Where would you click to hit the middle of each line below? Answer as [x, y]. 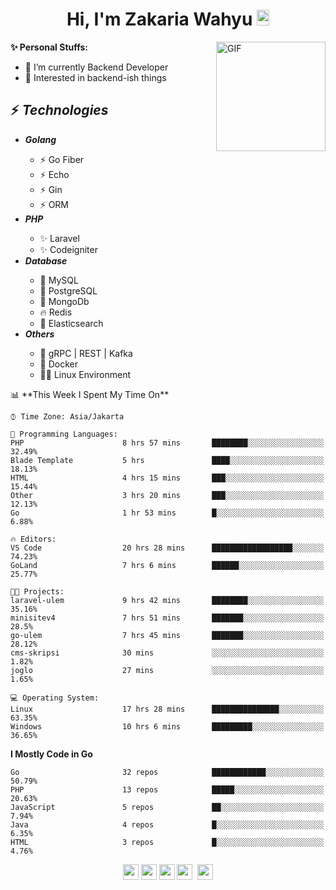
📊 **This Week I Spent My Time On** [90, 394]
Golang [40, 139]
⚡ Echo [54, 174]
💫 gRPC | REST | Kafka [86, 353]
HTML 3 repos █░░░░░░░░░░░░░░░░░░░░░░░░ [167, 842]
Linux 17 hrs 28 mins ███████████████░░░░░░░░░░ [167, 709]
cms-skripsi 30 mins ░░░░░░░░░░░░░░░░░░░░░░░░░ [167, 653]
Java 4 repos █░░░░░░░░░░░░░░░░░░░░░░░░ [167, 824]
